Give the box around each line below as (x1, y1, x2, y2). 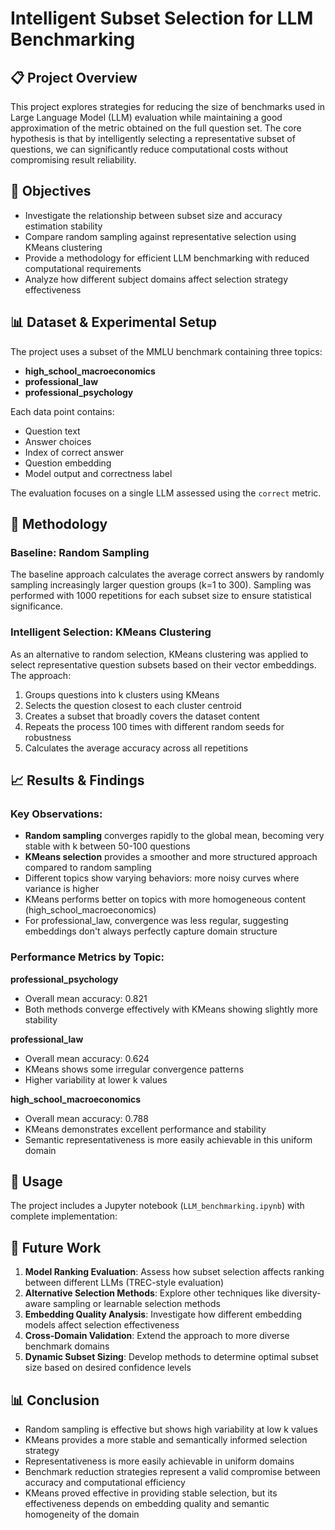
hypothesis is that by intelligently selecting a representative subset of (10, 133, 296, 144)
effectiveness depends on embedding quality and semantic (24, 1498, 270, 1510)
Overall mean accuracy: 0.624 (24, 1052, 150, 1064)
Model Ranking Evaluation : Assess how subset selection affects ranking (24, 1266, 325, 1278)
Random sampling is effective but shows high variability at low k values (24, 1423, 318, 1436)
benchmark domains (24, 1340, 110, 1352)
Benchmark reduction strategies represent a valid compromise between (24, 1466, 321, 1478)
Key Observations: (10, 807, 103, 821)
